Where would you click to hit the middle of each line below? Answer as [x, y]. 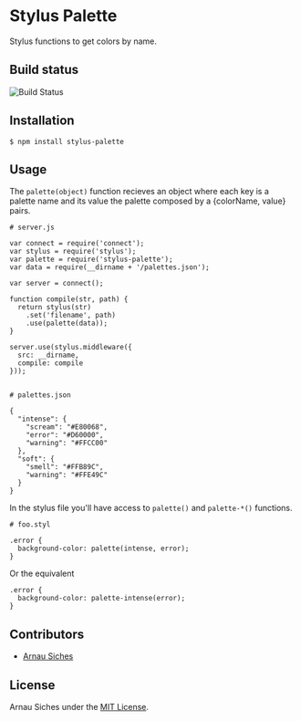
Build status [44, 70]
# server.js [32, 228]
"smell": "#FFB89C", [65, 467]
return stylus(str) [55, 308]
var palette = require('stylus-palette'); [91, 260]
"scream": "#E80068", [67, 427]
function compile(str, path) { [69, 299]
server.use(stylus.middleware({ [71, 348]
